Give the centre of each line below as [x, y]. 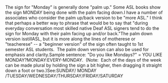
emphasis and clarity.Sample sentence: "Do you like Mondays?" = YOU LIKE [84, 55]
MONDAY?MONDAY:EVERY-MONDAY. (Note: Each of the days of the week [83, 60]
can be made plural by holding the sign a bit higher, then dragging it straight [83, 65]
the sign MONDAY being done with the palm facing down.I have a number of [84, 12]
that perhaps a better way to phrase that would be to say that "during [76, 23]
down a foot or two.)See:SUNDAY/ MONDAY [51, 71]
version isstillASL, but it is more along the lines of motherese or [70, 39]
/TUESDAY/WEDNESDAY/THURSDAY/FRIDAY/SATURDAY [64, 76]
